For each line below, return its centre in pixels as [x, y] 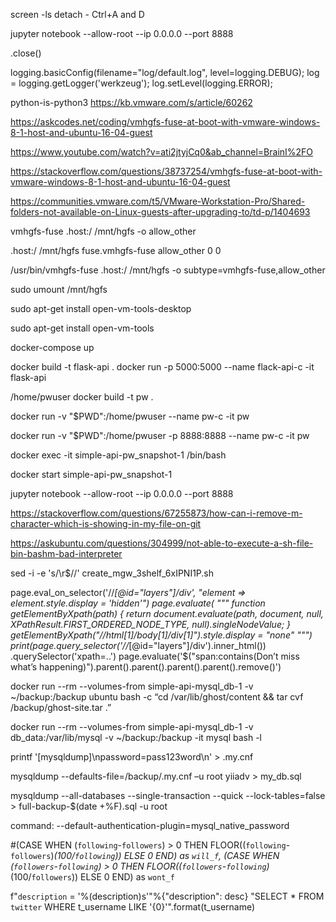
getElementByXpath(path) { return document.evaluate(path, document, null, [167, 613]
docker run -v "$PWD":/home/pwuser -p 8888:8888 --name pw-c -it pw [160, 435]
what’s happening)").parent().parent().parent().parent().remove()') [146, 667]
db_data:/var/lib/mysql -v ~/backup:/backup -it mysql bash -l [136, 737]
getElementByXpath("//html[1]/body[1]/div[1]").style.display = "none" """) [161, 635]
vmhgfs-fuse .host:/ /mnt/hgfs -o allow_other [103, 231]
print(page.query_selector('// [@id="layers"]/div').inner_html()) [138, 645]
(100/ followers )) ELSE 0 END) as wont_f [92, 877]
